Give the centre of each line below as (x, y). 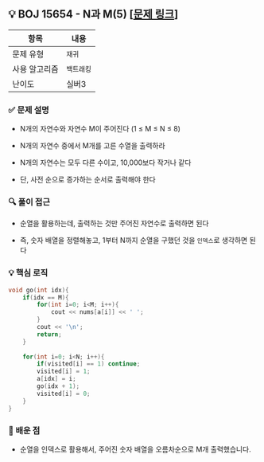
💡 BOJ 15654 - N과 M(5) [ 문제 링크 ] (93, 14)
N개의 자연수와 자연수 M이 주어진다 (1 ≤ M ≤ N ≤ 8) (100, 129)
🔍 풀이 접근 (29, 202)
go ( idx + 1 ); (58, 386)
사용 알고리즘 (35, 69)
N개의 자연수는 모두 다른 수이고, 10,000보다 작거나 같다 (105, 162)
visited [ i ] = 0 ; (64, 393)
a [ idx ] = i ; (57, 379)
